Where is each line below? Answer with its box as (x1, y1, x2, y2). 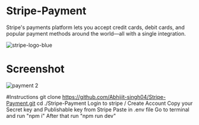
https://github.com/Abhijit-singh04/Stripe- (62, 93, 166, 100)
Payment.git (6, 100, 36, 107)
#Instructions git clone (6, 93, 61, 100)
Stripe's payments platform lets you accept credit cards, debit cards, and (6, 24, 185, 31)
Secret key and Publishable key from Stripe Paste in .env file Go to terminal (6, 105, 189, 113)
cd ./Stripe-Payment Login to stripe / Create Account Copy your (36, 100, 193, 107)
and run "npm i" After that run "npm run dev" (6, 112, 116, 119)
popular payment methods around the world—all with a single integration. (6, 30, 186, 37)
